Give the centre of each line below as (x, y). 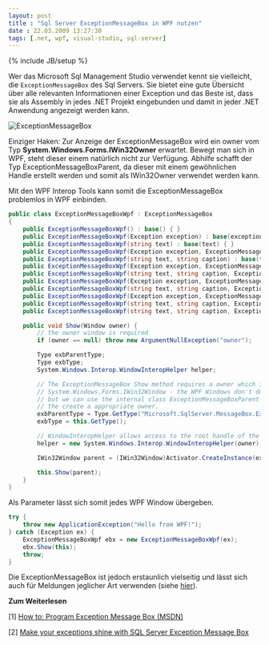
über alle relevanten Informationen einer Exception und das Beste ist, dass (131, 94)
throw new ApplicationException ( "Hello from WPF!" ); (112, 525)
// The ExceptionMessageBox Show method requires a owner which (147, 384)
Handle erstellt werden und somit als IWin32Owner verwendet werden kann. (134, 175)
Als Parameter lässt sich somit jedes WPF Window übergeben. (111, 502)
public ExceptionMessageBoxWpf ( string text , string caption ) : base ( (141, 259)
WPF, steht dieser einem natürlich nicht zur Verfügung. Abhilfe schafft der (130, 159)
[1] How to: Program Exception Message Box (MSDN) (96, 617)
